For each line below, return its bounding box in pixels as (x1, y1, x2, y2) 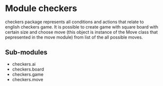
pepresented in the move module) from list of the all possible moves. (5, 34, 143, 40)
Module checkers (5, 3, 77, 14)
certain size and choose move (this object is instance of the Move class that (5, 29, 158, 35)
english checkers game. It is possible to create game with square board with (5, 24, 159, 29)
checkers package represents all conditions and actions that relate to (5, 19, 144, 25)
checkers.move (12, 76, 43, 82)
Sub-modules (5, 48, 48, 57)
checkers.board (12, 66, 44, 72)
